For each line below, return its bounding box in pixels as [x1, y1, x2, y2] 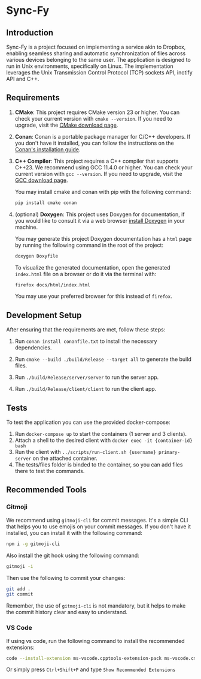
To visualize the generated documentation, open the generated [14, 264, 170, 271]
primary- [158, 450, 181, 456]
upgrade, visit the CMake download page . [14, 121, 118, 128]
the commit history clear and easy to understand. [6, 609, 127, 616]
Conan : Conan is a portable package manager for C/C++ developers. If [14, 133, 191, 140]
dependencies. [14, 344, 52, 351]
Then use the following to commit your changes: [6, 574, 126, 581]
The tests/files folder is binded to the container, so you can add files [14, 461, 183, 468]
